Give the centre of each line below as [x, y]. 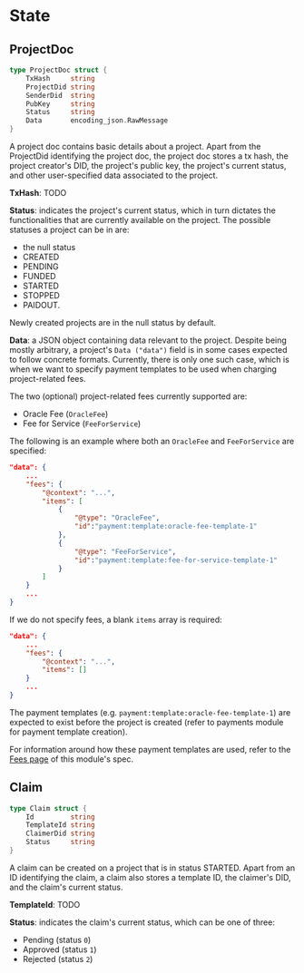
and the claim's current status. [66, 887]
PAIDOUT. [41, 305]
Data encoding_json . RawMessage [97, 121]
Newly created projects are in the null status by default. [113, 322]
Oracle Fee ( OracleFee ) [65, 414]
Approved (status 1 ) [59, 949]
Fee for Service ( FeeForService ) [82, 423]
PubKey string [60, 104]
